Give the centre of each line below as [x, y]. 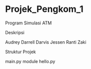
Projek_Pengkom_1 [44, 9]
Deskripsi [15, 32]
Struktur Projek [21, 52]
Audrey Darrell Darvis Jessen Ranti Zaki [46, 42]
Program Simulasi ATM [29, 23]
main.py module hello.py [30, 61]
